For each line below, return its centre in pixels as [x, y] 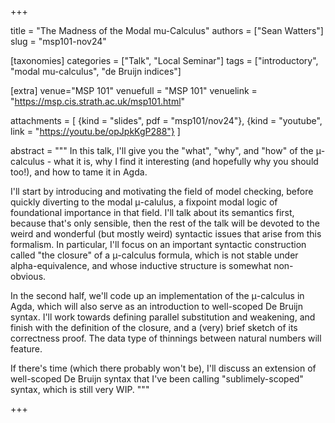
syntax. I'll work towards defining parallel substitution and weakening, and [163, 317]
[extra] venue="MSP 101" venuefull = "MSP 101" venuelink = [134, 90]
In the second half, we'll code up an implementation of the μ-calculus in [157, 295]
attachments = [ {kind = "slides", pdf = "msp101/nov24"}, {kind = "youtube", [166, 120]
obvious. [28, 276]
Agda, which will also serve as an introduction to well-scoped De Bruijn [156, 306]
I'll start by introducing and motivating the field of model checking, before [162, 191]
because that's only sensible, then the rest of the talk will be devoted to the [165, 223]
